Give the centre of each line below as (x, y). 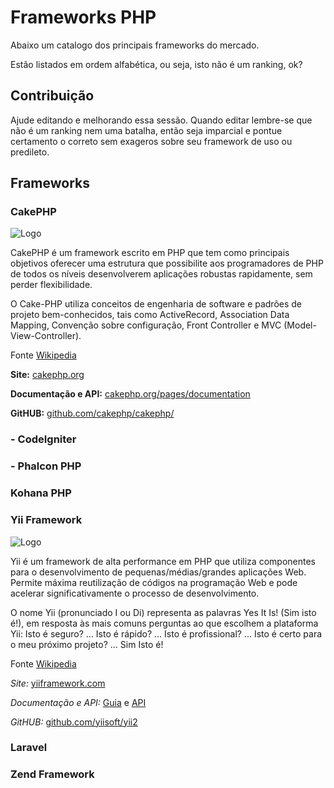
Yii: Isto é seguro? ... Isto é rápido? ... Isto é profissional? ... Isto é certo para (166, 633)
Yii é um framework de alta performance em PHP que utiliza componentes (163, 561)
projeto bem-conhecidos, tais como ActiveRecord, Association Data (150, 315)
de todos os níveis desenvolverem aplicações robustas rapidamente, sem (161, 274)
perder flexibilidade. (51, 285)
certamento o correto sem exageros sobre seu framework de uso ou (151, 141)
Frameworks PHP (83, 17)
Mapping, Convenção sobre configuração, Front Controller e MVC (146, 325)
